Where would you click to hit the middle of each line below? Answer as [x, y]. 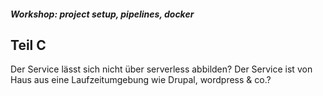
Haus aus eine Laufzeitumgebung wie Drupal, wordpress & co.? [141, 80]
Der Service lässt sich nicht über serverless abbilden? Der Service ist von [161, 69]
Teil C [28, 45]
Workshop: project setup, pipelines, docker [102, 14]
